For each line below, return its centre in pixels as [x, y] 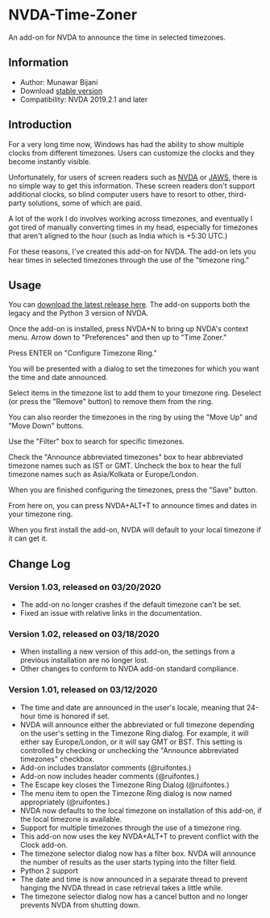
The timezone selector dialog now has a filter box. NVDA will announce [138, 853]
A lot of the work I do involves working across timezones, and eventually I [131, 218]
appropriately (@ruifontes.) [65, 802]
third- [238, 194]
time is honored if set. [74, 716]
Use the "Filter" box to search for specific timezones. [97, 441]
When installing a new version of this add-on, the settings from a [127, 651]
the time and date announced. [58, 377]
